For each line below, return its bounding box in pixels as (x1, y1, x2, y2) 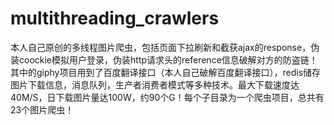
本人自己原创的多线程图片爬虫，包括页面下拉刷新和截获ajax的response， (10, 41, 312, 53)
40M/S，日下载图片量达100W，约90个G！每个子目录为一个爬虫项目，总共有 (10, 91, 325, 103)
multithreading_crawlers (10, 7, 220, 30)
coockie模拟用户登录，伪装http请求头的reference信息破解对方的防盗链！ (18, 53, 318, 66)
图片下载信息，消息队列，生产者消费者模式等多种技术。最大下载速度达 (10, 78, 300, 91)
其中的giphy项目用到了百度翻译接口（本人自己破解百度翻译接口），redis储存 (10, 66, 322, 78)
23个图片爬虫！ (10, 103, 75, 116)
